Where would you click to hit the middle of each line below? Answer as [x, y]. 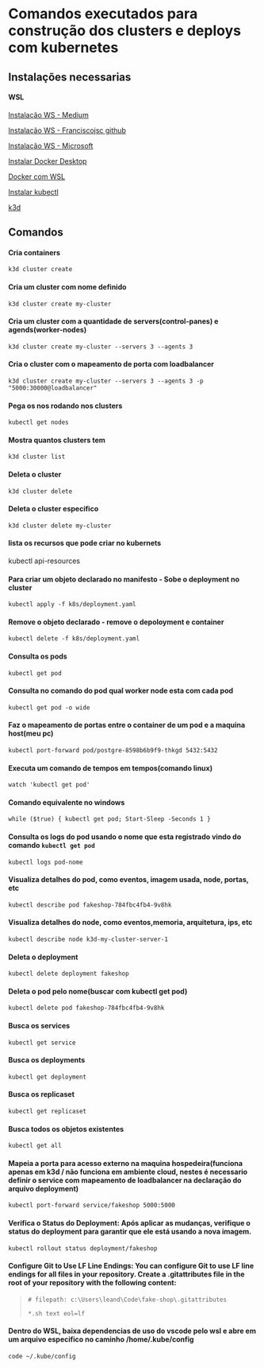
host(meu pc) [31, 733]
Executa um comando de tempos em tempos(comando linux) [110, 768]
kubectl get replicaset [48, 1111]
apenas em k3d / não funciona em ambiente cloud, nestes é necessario [128, 1172]
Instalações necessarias [70, 77]
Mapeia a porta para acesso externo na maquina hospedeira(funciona [126, 1163]
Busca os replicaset [42, 1094]
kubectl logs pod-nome [46, 862]
